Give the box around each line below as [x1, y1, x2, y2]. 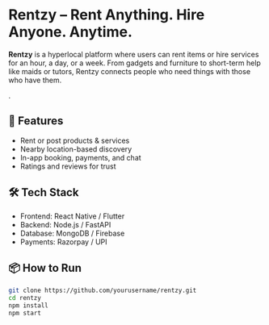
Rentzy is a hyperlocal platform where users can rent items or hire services [8, 49, 259, 59]
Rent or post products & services [19, 135, 130, 145]
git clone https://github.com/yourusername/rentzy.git [8, 286, 197, 295]
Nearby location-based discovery [19, 144, 132, 154]
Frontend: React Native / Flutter [19, 211, 125, 221]
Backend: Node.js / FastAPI [19, 219, 111, 229]
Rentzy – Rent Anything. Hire [8, 6, 205, 24]
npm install [8, 302, 48, 310]
